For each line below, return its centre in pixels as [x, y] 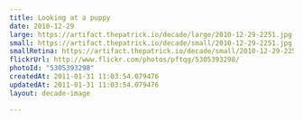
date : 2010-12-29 [42, 26]
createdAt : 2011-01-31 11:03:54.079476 [84, 77]
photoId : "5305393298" [52, 69]
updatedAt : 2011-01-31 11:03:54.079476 [84, 85]
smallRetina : [34, 51]
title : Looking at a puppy [60, 18]
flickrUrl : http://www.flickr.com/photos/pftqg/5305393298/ [125, 60]
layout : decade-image [50, 93]
